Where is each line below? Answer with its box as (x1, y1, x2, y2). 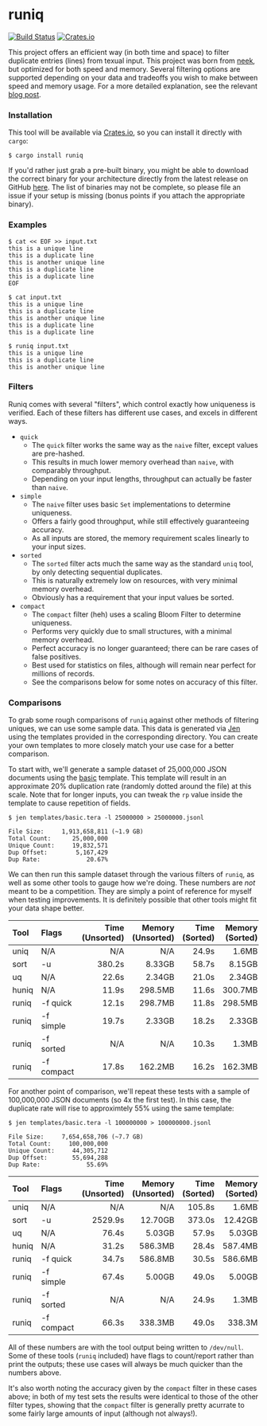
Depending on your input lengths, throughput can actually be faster (31, 474, 253, 484)
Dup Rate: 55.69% (8, 1161, 109, 1169)
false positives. (31, 652, 82, 661)
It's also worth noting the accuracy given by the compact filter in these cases (8, 1384, 257, 1393)
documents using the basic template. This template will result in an (8, 773, 226, 782)
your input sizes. (31, 542, 86, 551)
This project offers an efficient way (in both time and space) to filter (8, 47, 230, 57)
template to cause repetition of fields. (8, 798, 131, 808)
